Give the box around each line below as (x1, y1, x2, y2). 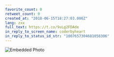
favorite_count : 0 (5, 7, 42, 12)
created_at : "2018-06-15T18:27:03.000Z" (5, 16, 88, 21)
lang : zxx (5, 20, 25, 25)
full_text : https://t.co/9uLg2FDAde (5, 25, 79, 30)
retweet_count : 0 (5, 11, 40, 16)
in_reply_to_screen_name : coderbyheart (5, 29, 86, 34)
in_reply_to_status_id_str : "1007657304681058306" (5, 34, 110, 39)
